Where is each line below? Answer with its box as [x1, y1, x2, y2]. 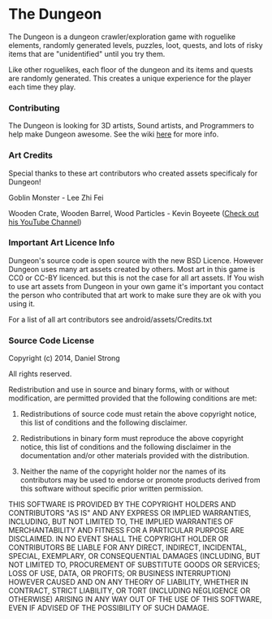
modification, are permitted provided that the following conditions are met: [8, 393, 257, 403]
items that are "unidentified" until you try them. [8, 49, 166, 58]
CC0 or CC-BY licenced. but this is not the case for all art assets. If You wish [8, 273, 265, 283]
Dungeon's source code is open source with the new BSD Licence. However [8, 255, 264, 265]
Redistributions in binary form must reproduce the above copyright [19, 434, 244, 444]
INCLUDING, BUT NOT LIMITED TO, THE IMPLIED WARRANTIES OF [8, 517, 234, 526]
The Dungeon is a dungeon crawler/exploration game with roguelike [8, 32, 236, 41]
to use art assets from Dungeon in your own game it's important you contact [8, 281, 264, 291]
